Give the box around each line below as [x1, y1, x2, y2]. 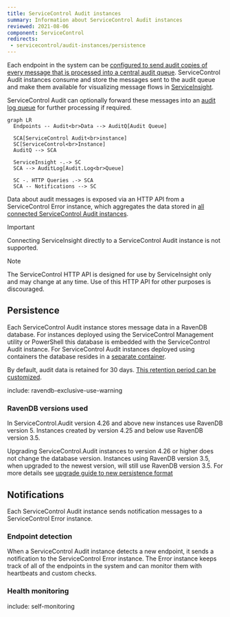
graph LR [7, 117, 32, 124]
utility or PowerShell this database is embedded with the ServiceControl [7, 338, 211, 346]
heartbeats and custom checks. [7, 569, 97, 578]
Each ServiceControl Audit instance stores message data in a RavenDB [7, 323, 207, 331]
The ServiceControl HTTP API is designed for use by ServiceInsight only [7, 270, 211, 279]
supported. [7, 243, 38, 252]
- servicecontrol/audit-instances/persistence [10, 42, 146, 49]
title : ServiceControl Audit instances [7, 10, 122, 17]
